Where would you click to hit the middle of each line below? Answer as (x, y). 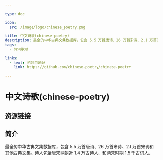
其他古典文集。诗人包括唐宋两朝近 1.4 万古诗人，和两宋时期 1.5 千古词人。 (79, 153)
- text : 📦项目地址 (27, 63)
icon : (10, 22)
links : (12, 58)
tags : (10, 45)
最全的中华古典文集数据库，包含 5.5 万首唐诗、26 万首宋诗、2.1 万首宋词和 (80, 146)
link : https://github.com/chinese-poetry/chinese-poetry (73, 67)
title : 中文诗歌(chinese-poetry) (37, 36)
